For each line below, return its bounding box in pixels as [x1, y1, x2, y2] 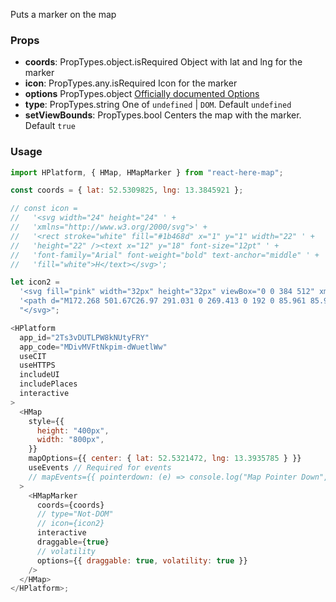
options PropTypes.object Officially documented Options [24, 88, 260, 100]
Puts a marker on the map [10, 9, 117, 20]
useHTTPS [19, 360, 56, 371]
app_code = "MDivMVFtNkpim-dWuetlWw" [19, 342, 168, 352]
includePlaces [19, 379, 78, 389]
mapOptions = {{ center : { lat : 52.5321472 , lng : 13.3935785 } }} [28, 454, 302, 464]
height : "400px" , [36, 425, 110, 436]
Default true [24, 120, 76, 132]
